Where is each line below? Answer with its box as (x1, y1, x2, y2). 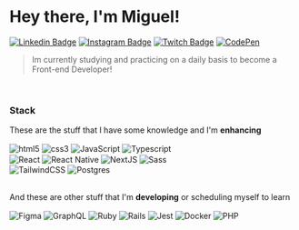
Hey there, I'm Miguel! (9, 6, 180, 27)
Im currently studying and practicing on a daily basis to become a (31, 54, 277, 65)
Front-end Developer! (31, 64, 113, 75)
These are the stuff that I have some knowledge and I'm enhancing (9, 125, 262, 135)
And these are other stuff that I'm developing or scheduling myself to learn (9, 192, 291, 203)
